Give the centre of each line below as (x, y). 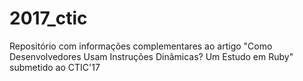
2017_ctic (48, 18)
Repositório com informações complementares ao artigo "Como (141, 46)
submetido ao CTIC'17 (55, 67)
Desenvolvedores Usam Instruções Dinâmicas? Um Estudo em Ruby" (151, 56)
